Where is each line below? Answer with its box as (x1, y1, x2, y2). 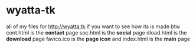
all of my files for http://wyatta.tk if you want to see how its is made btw (6, 23, 180, 30)
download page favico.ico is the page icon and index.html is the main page (6, 35, 191, 42)
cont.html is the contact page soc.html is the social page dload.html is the (6, 29, 187, 36)
